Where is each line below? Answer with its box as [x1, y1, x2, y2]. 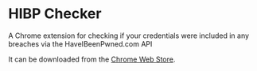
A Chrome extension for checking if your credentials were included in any [8, 31, 249, 40]
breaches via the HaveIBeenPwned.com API [8, 39, 153, 48]
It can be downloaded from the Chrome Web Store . [8, 54, 176, 64]
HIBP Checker [8, 5, 102, 23]
